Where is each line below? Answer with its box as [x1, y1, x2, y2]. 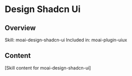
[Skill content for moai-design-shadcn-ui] [5, 64, 91, 71]
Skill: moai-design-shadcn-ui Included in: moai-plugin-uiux [5, 37, 127, 43]
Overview [5, 24, 36, 32]
